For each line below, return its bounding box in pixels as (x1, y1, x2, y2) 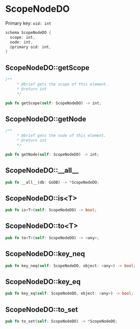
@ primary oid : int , (10, 44, 52, 49)
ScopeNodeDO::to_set (5, 305, 78, 314)
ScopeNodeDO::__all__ (5, 166, 79, 175)
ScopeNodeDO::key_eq (5, 277, 81, 286)
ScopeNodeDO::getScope (5, 63, 89, 72)
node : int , (10, 40, 33, 45)
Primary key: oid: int (5, 20, 52, 26)
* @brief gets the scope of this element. (16, 82, 109, 87)
